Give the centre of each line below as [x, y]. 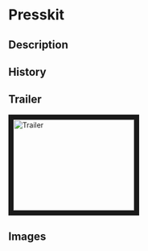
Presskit [36, 15]
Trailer [25, 100]
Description [38, 45]
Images [27, 237]
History [27, 71]
